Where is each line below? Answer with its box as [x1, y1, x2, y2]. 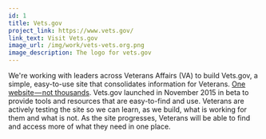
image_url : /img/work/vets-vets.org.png [8, 42, 145, 50]
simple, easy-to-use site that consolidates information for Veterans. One [8, 79, 246, 89]
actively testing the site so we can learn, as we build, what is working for [8, 105, 248, 114]
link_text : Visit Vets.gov [8, 34, 98, 42]
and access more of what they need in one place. [8, 121, 171, 131]
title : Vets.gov [8, 19, 62, 27]
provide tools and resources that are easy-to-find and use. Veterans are [8, 97, 245, 105]
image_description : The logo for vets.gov [8, 49, 152, 57]
